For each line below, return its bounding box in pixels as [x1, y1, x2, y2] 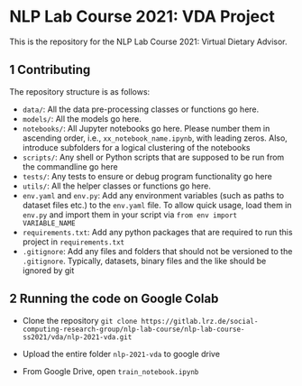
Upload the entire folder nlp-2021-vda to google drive [22, 348, 221, 359]
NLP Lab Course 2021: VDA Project [9, 6, 275, 27]
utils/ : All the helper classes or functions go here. [22, 180, 212, 191]
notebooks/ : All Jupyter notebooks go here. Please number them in [22, 123, 270, 133]
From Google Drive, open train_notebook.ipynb [22, 365, 199, 376]
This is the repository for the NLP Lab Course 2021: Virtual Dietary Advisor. [9, 36, 288, 47]
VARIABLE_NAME [22, 218, 76, 227]
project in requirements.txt [22, 236, 125, 247]
